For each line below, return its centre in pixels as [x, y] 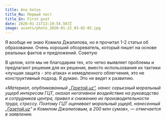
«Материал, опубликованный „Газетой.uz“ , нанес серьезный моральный [83, 88]
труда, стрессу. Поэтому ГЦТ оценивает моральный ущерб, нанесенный [83, 104]
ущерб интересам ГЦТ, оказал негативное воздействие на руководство [82, 93]
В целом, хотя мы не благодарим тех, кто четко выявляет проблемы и [80, 62]
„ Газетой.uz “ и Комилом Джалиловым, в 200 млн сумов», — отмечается [83, 109]
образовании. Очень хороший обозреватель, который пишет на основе [81, 48]
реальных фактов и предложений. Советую [51, 53]
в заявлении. [19, 114]
